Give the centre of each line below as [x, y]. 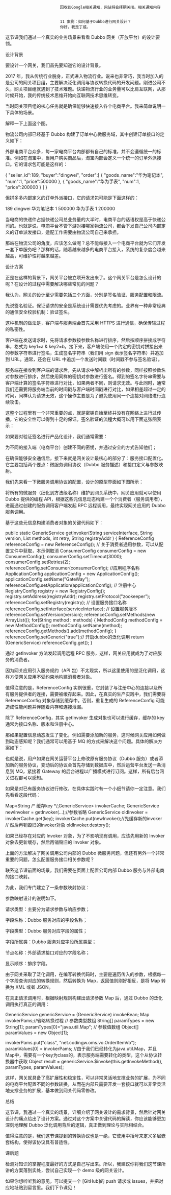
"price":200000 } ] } [26, 187]
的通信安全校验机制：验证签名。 [39, 312]
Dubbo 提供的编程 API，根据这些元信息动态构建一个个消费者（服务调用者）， [85, 499]
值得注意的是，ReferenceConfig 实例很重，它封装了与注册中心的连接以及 [82, 688]
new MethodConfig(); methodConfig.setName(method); [64, 625]
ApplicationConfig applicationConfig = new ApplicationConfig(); [72, 574]
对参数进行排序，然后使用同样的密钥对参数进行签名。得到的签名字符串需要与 [85, 376]
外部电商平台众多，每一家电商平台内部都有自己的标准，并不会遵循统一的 [81, 151]
